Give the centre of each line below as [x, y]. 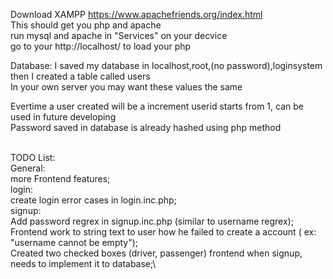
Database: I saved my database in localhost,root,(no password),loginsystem [166, 65]
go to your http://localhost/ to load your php [101, 46]
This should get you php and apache [86, 25]
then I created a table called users [80, 76]
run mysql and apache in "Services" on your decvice [119, 35]
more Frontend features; [60, 178]
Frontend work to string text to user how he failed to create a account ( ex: [163, 232]
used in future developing [63, 117]
